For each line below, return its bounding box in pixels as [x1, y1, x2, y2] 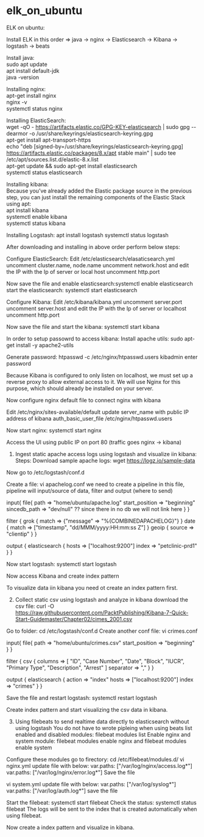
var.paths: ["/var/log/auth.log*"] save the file [6, 787, 118, 794]
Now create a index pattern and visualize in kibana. [6, 824, 135, 831]
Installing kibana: [6, 180, 49, 188]
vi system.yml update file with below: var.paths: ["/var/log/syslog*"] [6, 780, 177, 787]
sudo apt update [6, 61, 47, 68]
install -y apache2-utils [16, 341, 74, 348]
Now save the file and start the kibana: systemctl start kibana [6, 323, 160, 330]
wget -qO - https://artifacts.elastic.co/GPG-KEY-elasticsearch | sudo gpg [6, 123, 190, 130]
